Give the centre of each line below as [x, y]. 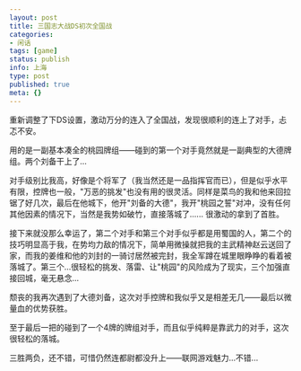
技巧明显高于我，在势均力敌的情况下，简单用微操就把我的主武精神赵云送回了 [150, 244]
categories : [31, 34]
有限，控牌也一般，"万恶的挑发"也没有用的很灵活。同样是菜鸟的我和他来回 [146, 191]
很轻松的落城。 [37, 339]
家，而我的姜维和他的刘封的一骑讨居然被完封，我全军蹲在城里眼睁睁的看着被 [150, 255]
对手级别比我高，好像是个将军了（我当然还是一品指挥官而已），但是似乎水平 [149, 180]
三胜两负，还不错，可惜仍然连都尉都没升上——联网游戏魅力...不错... [134, 358]
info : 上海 [28, 68]
